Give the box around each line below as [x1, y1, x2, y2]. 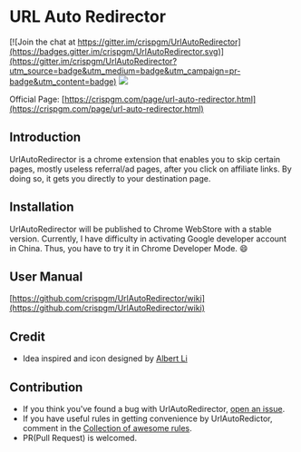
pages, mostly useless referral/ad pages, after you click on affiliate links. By [9, 163, 292, 174]
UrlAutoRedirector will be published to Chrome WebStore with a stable [9, 223, 272, 234]
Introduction [9, 130, 82, 145]
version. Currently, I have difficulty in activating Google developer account [9, 233, 287, 244]
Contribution [9, 379, 83, 395]
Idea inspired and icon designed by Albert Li [22, 353, 188, 364]
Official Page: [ [9, 93, 65, 104]
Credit [9, 329, 45, 344]
